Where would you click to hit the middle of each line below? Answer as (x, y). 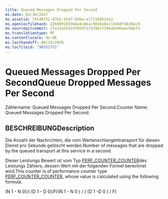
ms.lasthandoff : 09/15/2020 (35, 43)
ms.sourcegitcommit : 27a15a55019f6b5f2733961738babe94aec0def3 (73, 29)
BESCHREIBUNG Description (50, 128)
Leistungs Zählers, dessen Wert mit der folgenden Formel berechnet (76, 166)
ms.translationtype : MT (30, 33)
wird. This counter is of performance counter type (56, 171)
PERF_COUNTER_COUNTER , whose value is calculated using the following (82, 176)
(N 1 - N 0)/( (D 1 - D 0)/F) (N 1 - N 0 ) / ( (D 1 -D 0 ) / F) (61, 191)
